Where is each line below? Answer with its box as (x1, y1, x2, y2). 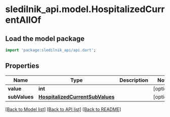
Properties (5, 62, 39, 70)
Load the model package (5, 34, 85, 43)
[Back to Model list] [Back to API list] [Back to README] (5, 106, 121, 112)
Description (119, 77, 148, 84)
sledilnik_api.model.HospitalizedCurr (5, 4, 165, 15)
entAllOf (5, 14, 41, 26)
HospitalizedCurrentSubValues (38, 93, 115, 100)
